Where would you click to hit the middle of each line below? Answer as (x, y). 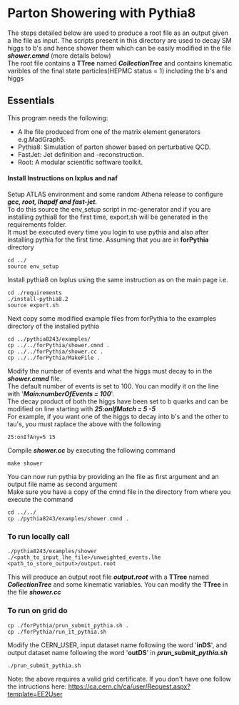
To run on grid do (37, 611)
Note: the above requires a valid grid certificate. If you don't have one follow (119, 679)
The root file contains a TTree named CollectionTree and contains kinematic (120, 63)
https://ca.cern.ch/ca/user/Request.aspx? (129, 686)
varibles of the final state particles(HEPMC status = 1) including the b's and (118, 71)
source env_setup (33, 266)
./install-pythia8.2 (38, 299)
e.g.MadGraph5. (42, 139)
